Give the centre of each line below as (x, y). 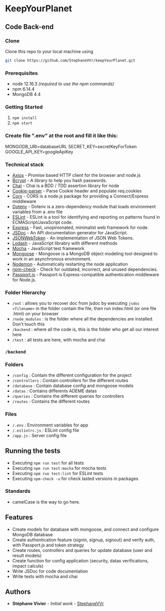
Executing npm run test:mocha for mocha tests (59, 468)
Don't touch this (29, 324)
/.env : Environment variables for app (50, 425)
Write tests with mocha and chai (45, 576)
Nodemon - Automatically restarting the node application (70, 264)
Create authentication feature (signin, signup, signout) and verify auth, (83, 540)
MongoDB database (33, 534)
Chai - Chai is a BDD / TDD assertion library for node (66, 186)
